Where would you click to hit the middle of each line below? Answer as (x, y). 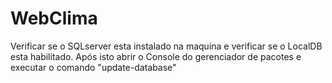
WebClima (54, 18)
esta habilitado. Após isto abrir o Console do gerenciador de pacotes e (156, 56)
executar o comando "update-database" (93, 67)
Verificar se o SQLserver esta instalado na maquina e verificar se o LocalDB (166, 46)
